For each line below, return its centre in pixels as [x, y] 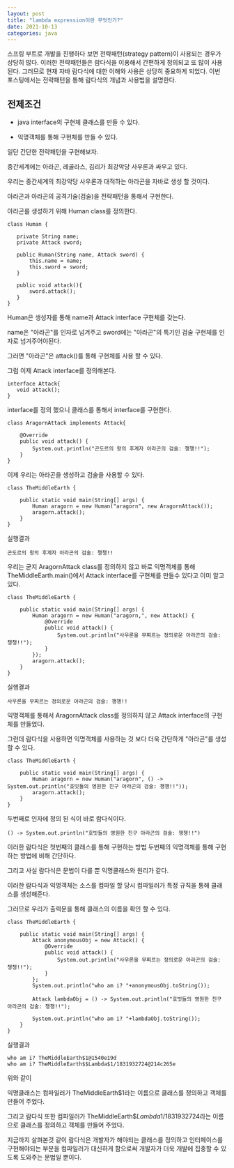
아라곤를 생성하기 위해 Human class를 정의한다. [72, 211]
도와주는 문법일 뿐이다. [51, 1158]
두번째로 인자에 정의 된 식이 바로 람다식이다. [67, 819]
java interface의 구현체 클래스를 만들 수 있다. [79, 122]
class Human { [28, 225]
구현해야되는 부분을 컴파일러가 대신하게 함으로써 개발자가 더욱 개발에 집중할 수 [113, 1148]
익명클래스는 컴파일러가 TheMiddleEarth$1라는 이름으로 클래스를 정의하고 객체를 [117, 1093]
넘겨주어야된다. [40, 341]
